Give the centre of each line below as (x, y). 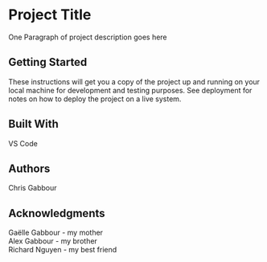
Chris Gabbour (33, 188)
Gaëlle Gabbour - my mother (55, 233)
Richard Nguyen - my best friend (63, 250)
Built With (33, 124)
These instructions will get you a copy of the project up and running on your (134, 81)
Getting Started (48, 62)
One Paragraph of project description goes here (88, 37)
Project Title (50, 15)
